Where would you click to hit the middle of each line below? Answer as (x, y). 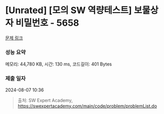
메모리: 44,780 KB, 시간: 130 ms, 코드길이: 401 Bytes (59, 64)
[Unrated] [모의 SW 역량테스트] (69, 10)
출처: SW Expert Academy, (45, 100)
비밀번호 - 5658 (47, 23)
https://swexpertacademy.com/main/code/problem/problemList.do (87, 106)
